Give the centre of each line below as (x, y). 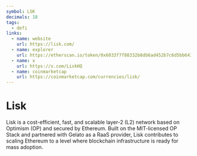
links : (14, 33)
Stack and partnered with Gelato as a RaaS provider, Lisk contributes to (92, 135)
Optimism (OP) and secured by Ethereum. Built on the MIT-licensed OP (91, 128)
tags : (13, 22)
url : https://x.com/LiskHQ (50, 66)
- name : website (31, 39)
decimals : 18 (22, 17)
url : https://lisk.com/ (46, 45)
